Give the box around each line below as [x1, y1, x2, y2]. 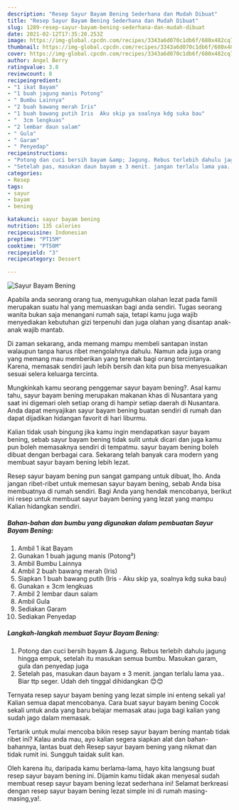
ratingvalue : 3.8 [7, 64, 59, 71]
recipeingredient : [7, 76, 62, 84]
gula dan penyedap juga [17, 662, 89, 671]
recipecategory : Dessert [7, 255, 81, 263]
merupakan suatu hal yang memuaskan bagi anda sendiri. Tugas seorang [7, 303, 223, 311]
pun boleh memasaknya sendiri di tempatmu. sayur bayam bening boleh [7, 443, 219, 452]
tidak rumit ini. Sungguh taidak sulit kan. [7, 750, 124, 759]
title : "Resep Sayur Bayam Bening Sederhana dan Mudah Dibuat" [7, 17, 199, 24]
